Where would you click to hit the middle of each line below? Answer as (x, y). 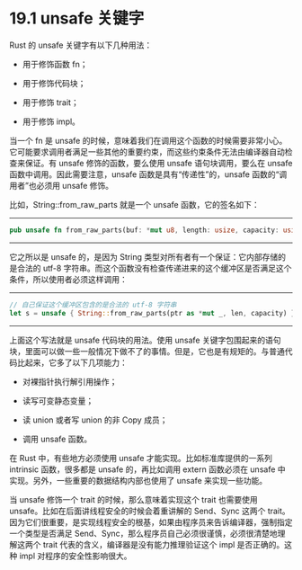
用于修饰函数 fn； (55, 64)
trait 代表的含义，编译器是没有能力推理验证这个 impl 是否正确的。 (164, 544)
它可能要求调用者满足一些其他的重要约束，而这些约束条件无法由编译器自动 (147, 151)
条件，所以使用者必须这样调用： (68, 279)
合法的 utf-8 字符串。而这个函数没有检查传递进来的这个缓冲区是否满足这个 (154, 268)
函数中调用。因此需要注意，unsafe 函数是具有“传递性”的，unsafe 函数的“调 (148, 174)
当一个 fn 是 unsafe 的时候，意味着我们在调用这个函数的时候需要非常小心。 (148, 140)
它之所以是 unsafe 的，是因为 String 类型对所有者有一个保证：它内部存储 (144, 256)
